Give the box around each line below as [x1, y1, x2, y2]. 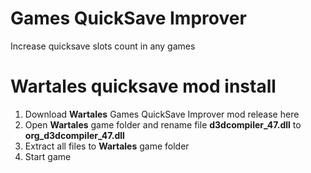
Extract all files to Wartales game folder [24, 140, 190, 152]
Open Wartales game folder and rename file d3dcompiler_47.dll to [24, 118, 302, 131]
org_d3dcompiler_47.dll [24, 129, 125, 141]
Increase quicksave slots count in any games [10, 40, 196, 52]
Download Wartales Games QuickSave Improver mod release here [24, 108, 300, 120]
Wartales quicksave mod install [10, 75, 277, 98]
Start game [24, 150, 72, 162]
